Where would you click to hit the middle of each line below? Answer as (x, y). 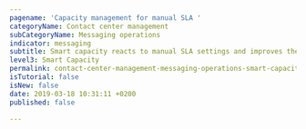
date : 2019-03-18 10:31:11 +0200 (73, 94)
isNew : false (34, 85)
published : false (42, 102)
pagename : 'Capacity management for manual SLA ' (106, 18)
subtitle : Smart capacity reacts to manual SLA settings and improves (146, 52)
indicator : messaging (51, 43)
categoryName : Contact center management (89, 26)
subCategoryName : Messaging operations (85, 35)
